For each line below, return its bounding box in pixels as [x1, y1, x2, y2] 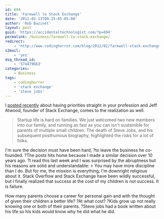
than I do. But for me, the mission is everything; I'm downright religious [5, 168, 147, 174]
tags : [5, 75, 16, 80]
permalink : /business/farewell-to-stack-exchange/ [5, 35, 110, 40]
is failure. [5, 184, 23, 190]
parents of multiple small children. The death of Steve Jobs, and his [17, 128, 153, 133]
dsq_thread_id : [5, 57, 36, 62]
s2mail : [5, 48, 21, 53]
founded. [5, 153, 23, 158]
